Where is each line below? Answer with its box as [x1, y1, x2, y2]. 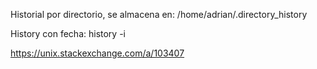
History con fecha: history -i [10, 28, 126, 39]
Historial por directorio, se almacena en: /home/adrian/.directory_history [10, 9, 308, 20]
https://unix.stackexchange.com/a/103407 [10, 47, 185, 59]
